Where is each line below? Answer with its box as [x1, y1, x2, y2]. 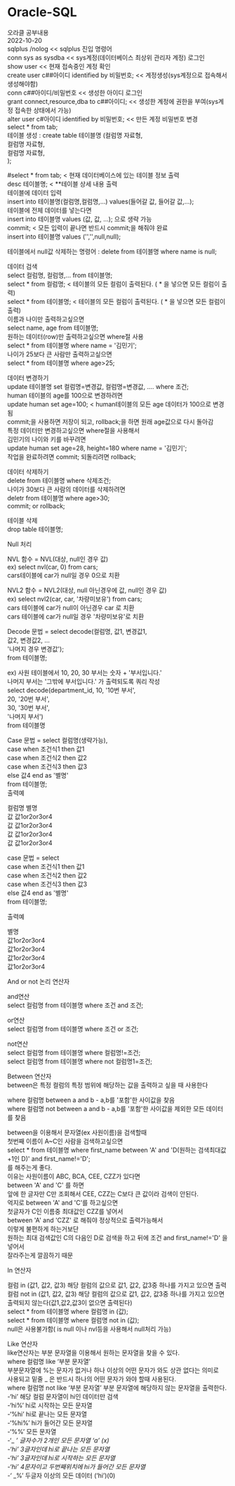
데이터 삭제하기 [7, 467, 49, 476]
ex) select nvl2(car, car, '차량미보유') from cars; [7, 595, 142, 603]
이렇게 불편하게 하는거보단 [7, 1224, 79, 1233]
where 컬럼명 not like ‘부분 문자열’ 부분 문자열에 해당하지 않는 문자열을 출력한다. [7, 1384, 227, 1392]
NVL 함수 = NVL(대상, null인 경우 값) [7, 555, 109, 563]
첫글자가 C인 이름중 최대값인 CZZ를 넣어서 [7, 1207, 123, 1215]
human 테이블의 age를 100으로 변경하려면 [7, 391, 123, 399]
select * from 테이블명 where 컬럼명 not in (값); [7, 1315, 140, 1324]
